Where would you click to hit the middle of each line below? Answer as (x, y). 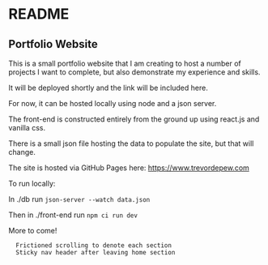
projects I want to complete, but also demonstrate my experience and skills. (134, 72)
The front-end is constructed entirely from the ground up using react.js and (134, 119)
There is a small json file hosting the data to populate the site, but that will (131, 143)
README (39, 14)
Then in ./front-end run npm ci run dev (73, 215)
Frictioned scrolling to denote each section (94, 246)
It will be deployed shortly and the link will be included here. (108, 88)
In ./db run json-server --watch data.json (79, 199)
